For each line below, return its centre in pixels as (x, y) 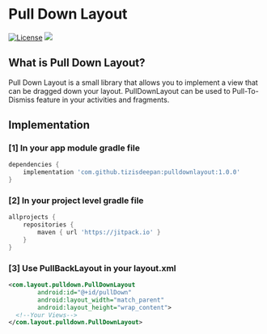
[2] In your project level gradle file (76, 201)
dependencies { (34, 165)
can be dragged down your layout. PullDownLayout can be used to (119, 91)
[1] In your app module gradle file (74, 148)
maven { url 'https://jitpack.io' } (99, 233)
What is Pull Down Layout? (77, 63)
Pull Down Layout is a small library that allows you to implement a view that (133, 82)
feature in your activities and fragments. (103, 99)
